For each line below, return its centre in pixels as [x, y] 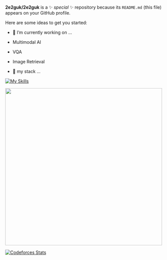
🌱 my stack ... [27, 71]
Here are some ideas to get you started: [46, 23]
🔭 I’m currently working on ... [42, 32]
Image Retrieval [29, 62]
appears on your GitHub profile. [38, 13]
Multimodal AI [27, 42]
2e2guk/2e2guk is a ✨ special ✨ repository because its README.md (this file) [83, 7]
